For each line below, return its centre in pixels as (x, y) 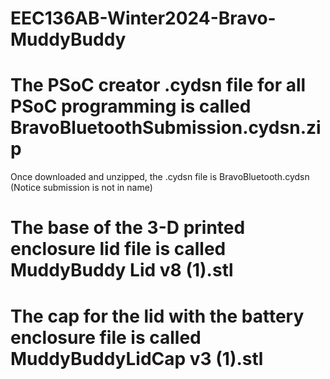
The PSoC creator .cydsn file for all (158, 85)
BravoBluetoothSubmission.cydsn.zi (166, 128)
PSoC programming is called (131, 106)
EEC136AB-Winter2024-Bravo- (143, 18)
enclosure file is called (106, 337)
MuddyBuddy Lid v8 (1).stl (122, 270)
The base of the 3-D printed (128, 228)
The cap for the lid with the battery (157, 316)
